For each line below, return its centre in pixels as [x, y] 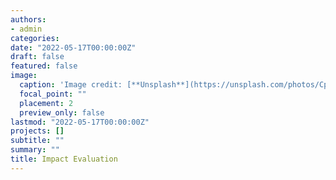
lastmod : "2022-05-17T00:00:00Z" [80, 122]
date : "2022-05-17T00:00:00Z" [73, 47]
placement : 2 [46, 103]
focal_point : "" [53, 94]
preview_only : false [62, 112]
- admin [26, 29]
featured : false [44, 66]
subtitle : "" [37, 141]
